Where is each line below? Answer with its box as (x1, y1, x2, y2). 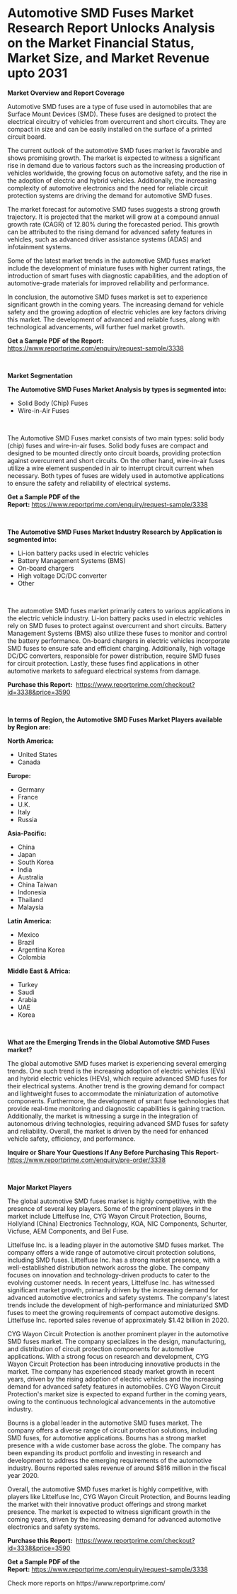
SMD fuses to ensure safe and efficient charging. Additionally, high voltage (7, 644, 226, 652)
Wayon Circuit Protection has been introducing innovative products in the (7, 1360, 221, 1368)
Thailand (17, 895, 44, 904)
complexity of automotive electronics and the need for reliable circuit (7, 183, 209, 192)
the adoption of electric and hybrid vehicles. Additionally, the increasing (7, 176, 217, 185)
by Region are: (7, 722, 51, 731)
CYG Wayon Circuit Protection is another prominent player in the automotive (7, 1329, 229, 1338)
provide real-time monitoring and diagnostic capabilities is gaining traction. (7, 1104, 226, 1112)
